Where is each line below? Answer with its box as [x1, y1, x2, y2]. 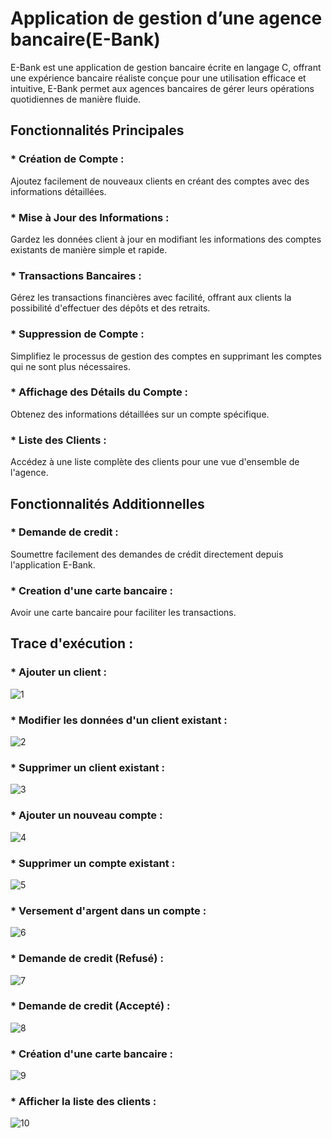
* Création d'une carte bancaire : [10, 1047, 174, 1061]
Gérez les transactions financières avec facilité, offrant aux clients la [10, 292, 292, 304]
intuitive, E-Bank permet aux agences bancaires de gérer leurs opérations [10, 82, 315, 94]
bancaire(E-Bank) [10, 28, 161, 51]
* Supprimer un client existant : [10, 761, 166, 774]
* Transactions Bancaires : [10, 268, 142, 282]
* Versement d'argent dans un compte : [10, 903, 207, 917]
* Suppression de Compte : [10, 327, 145, 341]
